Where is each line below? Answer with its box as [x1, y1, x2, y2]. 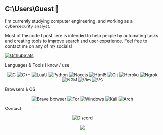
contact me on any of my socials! [5, 43, 72, 49]
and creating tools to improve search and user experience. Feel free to [5, 38, 148, 44]
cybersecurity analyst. [5, 23, 51, 29]
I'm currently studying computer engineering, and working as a [5, 18, 133, 24]
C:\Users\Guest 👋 [5, 5, 60, 13]
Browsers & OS [5, 86, 36, 92]
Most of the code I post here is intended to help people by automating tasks [5, 32, 159, 38]
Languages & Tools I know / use [5, 62, 70, 68]
